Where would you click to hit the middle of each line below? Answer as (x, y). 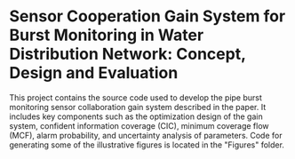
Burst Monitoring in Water (107, 35)
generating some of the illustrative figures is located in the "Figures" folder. (147, 145)
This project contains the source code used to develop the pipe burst (136, 97)
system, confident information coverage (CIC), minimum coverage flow (139, 125)
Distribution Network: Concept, (128, 54)
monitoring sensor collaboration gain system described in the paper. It (138, 107)
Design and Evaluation (94, 73)
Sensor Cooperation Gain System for (147, 16)
